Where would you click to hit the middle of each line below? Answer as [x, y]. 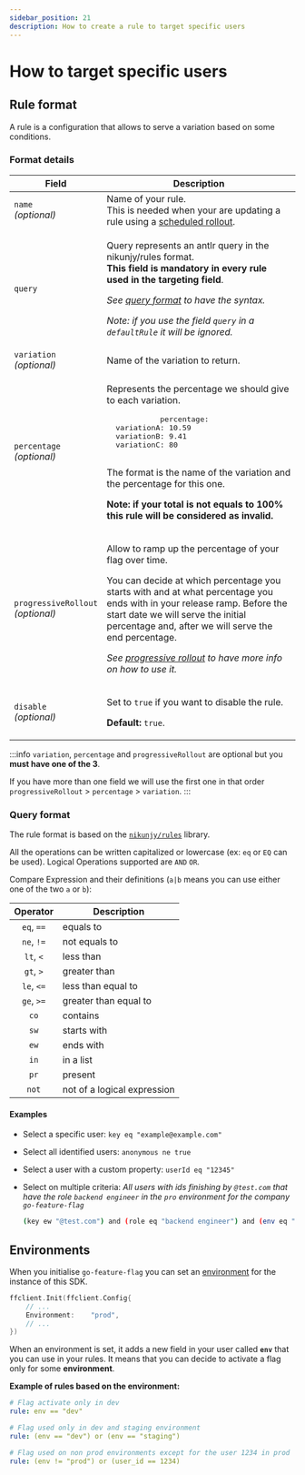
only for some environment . [62, 1369]
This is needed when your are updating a [194, 210]
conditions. [30, 136]
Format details [42, 160]
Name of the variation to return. [173, 360]
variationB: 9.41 [151, 436]
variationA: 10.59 [153, 427]
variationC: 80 [147, 445]
